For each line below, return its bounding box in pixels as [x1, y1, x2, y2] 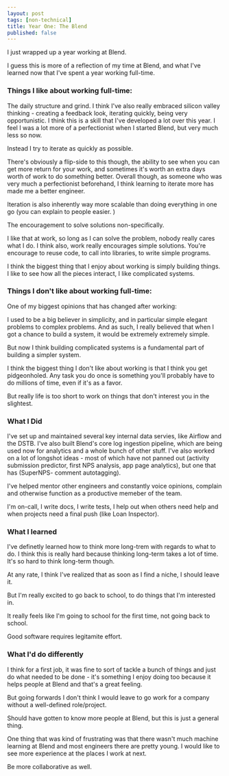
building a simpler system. [7, 350, 82, 358]
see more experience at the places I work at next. [7, 749, 147, 757]
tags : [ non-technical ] [7, 17, 72, 23]
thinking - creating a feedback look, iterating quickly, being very [7, 109, 188, 117]
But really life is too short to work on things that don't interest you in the [7, 391, 210, 400]
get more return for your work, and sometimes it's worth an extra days [7, 164, 206, 173]
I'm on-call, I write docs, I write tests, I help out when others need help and [7, 503, 219, 511]
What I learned [7, 527, 57, 537]
